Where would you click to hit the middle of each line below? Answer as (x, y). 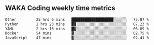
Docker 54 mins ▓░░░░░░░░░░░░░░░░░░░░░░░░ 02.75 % (77, 33)
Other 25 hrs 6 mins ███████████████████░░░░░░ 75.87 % (77, 19)
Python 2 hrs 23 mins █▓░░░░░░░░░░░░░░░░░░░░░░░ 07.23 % (77, 24)
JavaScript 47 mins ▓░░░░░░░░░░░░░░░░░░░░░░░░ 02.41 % (77, 38)
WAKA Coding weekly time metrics (60, 8)
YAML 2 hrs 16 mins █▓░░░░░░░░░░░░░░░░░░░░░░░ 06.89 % (77, 29)
